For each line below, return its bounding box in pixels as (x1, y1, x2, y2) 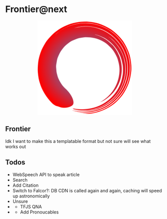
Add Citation (12, 182, 39, 188)
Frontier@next (5, 4, 68, 15)
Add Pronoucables (20, 209, 59, 215)
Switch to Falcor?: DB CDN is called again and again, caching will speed (12, 187, 162, 193)
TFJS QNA (20, 203, 42, 209)
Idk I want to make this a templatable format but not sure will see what (5, 138, 151, 144)
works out (5, 143, 26, 150)
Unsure (12, 198, 28, 204)
